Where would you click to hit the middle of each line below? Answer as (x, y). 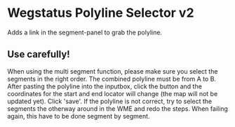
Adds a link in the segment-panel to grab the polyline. (85, 32)
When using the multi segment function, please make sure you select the (113, 71)
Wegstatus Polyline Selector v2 (101, 13)
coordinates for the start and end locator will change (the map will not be (113, 93)
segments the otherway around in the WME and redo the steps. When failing (117, 108)
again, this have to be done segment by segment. (79, 116)
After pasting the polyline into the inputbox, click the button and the (105, 86)
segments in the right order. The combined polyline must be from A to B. (112, 79)
